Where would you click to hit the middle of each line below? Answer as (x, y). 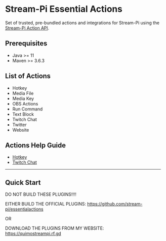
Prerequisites (26, 44)
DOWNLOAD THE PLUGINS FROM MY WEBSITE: (55, 228)
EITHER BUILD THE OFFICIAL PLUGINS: (46, 204)
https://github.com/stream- (115, 204)
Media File (23, 93)
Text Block (23, 114)
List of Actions (28, 76)
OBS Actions (25, 103)
